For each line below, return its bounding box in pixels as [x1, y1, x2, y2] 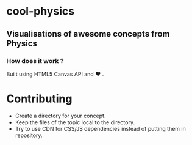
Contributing [6, 92, 73, 106]
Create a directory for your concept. [15, 112, 106, 119]
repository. [15, 132, 43, 139]
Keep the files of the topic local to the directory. [15, 118, 135, 126]
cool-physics [6, 4, 75, 18]
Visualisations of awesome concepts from [6, 29, 170, 39]
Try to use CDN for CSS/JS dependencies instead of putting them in [15, 125, 186, 132]
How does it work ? [6, 56, 64, 65]
